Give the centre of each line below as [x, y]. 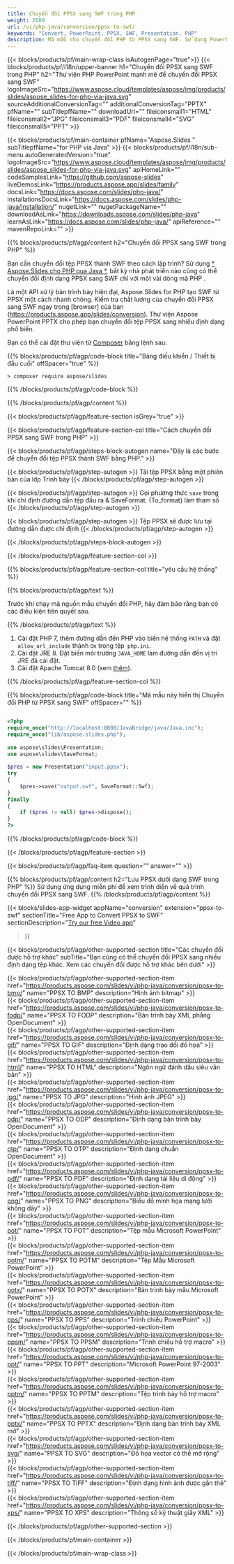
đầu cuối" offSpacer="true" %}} [53, 363]
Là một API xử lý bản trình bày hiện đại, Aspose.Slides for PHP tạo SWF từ [113, 292]
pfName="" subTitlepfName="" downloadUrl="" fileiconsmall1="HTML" [109, 112]
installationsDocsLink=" [41, 199]
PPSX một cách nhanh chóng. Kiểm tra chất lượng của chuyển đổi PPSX [110, 299]
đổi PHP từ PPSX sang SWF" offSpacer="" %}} [75, 702]
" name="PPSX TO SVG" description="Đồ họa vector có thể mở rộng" [120, 1453]
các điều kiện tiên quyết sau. [49, 611]
